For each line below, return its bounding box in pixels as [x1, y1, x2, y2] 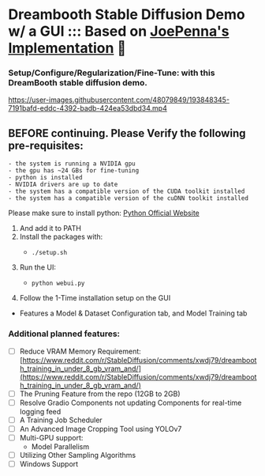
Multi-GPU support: [19, 433, 84, 442]
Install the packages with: [19, 232, 103, 242]
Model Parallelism [31, 441, 90, 451]
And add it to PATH [19, 224, 81, 233]
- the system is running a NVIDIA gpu [8, 160, 136, 168]
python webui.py [31, 279, 85, 288]
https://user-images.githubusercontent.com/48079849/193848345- [8, 95, 230, 104]
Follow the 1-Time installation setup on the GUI [19, 293, 171, 303]
